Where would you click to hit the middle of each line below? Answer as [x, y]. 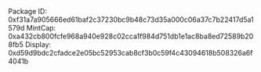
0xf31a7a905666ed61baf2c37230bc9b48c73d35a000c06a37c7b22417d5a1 [131, 20]
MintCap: [41, 28]
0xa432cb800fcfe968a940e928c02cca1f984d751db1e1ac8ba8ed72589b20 [131, 36]
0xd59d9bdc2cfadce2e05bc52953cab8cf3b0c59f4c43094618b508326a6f [130, 53]
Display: [38, 45]
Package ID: [27, 11]
